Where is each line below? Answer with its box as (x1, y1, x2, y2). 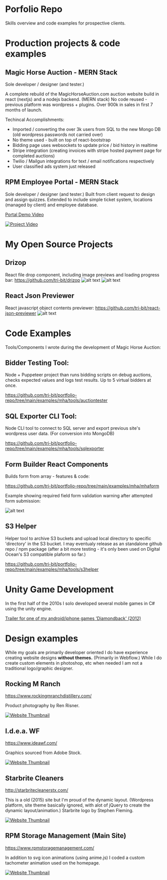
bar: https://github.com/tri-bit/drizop (5, 277, 81, 283)
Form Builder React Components (5, 460, 109, 468)
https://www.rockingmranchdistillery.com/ (5, 693, 92, 699)
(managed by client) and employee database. (5, 201, 98, 208)
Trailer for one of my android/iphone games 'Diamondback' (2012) (5, 615, 141, 621)
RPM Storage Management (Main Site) (5, 832, 126, 840)
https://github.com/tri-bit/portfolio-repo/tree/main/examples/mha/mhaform (5, 483, 160, 489)
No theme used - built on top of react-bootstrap (12, 136, 111, 143)
